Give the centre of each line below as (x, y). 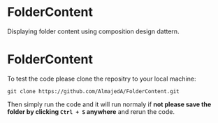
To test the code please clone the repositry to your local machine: (102, 79)
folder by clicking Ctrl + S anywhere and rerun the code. (91, 111)
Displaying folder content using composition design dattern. (93, 31)
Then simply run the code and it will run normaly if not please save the (109, 104)
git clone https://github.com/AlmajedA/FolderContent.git (93, 91)
